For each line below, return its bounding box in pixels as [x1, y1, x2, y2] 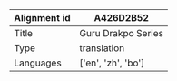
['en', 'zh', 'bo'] [79, 56, 145, 69]
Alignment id [14, 12, 71, 24]
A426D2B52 [93, 12, 150, 24]
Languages [14, 56, 62, 69]
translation [79, 42, 125, 54]
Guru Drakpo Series [79, 27, 163, 39]
